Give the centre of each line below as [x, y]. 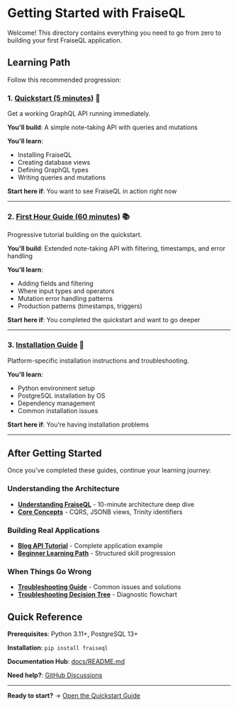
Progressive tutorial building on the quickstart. [75, 235]
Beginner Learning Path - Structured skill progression [96, 553]
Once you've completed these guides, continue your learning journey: [109, 471]
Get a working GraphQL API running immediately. [79, 114]
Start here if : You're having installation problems [78, 424]
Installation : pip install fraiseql [58, 648]
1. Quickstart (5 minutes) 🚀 [54, 98]
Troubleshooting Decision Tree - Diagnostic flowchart [97, 595]
